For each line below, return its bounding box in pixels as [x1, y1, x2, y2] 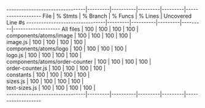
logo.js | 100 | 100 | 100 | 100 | [6, 52, 82, 58]
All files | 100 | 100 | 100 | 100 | [61, 25, 139, 33]
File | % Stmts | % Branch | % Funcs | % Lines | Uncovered [42, 12, 192, 20]
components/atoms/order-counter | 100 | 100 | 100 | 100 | [6, 58, 152, 65]
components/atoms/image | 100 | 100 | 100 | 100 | [6, 32, 132, 39]
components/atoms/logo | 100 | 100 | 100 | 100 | [6, 45, 127, 52]
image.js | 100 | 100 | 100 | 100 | [6, 39, 87, 45]
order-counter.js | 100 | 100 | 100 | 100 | [6, 64, 106, 72]
